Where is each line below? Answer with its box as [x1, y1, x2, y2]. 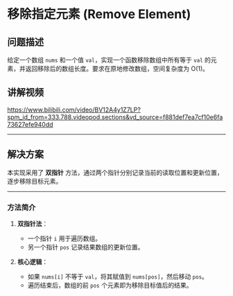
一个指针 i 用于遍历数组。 [27, 234, 102, 243]
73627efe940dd [7, 120, 53, 128]
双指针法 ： [17, 219, 49, 227]
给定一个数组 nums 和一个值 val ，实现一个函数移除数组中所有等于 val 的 [7, 56, 212, 64]
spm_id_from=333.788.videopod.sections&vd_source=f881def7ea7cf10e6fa [7, 112, 223, 121]
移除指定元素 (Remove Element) [7, 6, 191, 22]
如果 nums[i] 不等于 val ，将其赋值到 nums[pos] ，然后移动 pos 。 [27, 272, 208, 281]
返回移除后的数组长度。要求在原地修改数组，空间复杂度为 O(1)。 [25, 64, 209, 73]
